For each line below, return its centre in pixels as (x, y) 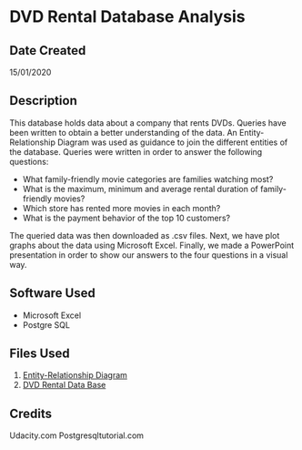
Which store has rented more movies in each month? (121, 208)
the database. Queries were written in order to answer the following (136, 151)
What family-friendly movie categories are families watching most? (148, 179)
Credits (31, 413)
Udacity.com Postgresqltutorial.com (76, 435)
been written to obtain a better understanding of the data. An (124, 132)
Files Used (40, 354)
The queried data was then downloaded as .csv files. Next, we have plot (145, 235)
